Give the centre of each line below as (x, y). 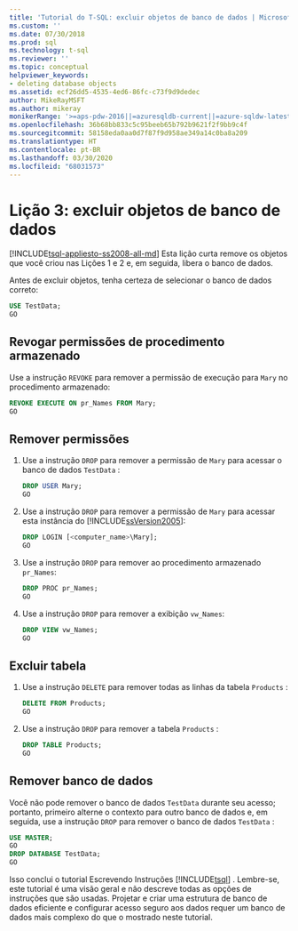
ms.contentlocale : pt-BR (55, 149)
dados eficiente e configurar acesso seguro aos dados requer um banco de (147, 908)
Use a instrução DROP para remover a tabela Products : (120, 729)
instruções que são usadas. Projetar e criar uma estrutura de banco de (138, 898)
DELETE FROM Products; (64, 703)
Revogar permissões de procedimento (117, 342)
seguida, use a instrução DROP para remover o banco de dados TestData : (142, 821)
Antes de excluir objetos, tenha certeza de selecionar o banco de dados (141, 280)
